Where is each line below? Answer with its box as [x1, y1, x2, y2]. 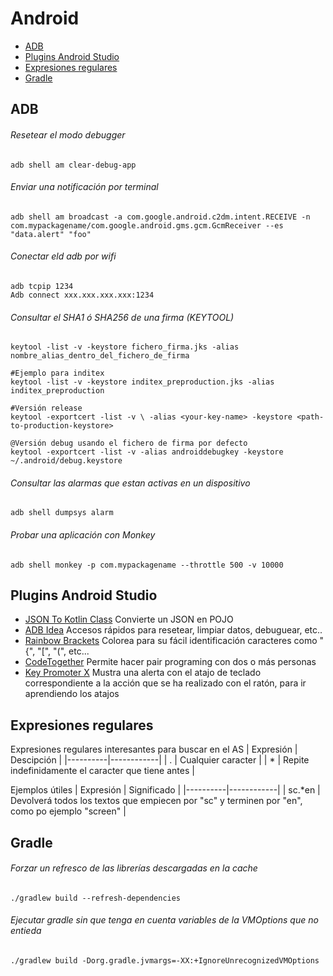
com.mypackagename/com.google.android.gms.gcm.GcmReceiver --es [10, 220, 284, 231]
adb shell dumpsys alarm [10, 508, 114, 518]
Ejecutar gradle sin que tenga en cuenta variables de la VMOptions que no [10, 914, 319, 926]
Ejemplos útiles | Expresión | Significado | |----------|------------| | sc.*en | [10, 784, 321, 796]
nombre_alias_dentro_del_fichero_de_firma [10, 351, 190, 361]
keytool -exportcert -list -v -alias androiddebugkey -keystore [10, 447, 284, 457]
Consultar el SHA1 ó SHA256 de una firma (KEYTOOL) [10, 311, 235, 323]
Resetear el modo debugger [10, 128, 126, 141]
